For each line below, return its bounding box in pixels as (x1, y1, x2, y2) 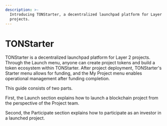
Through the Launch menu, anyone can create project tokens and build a (5, 60, 155, 66)
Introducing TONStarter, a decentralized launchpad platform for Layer (9, 12, 162, 17)
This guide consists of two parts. (5, 85, 73, 91)
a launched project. (5, 115, 45, 121)
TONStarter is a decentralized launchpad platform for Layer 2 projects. (5, 54, 150, 60)
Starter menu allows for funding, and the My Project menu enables (5, 70, 142, 76)
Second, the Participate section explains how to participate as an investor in (5, 110, 161, 116)
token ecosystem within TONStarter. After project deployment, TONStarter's (5, 65, 162, 71)
